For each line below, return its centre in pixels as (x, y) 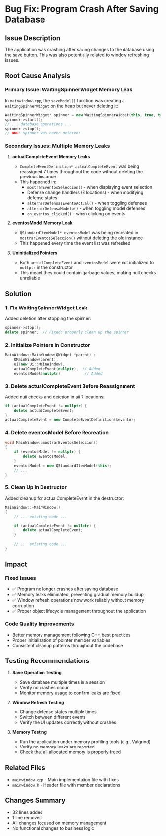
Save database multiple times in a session (62, 682)
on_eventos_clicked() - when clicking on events (76, 214)
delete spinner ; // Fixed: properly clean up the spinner (67, 332)
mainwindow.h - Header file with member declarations (66, 785)
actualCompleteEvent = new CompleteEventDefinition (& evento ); (70, 420)
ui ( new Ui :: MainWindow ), (40, 364)
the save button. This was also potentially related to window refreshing (77, 55)
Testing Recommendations (47, 661)
